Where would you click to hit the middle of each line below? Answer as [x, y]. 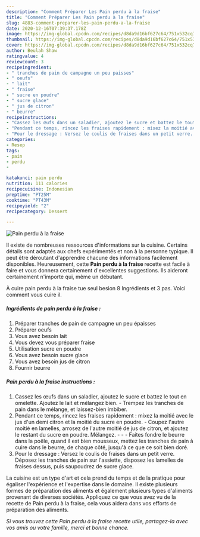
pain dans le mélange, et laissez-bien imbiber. [71, 409]
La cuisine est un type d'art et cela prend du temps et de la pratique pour [96, 478]
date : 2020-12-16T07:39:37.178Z [46, 28]
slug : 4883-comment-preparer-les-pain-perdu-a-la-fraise [78, 23]
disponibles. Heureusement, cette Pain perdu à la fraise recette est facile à [98, 264]
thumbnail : [20, 39]
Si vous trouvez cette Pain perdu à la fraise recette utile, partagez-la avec [97, 521]
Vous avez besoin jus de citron [52, 361]
